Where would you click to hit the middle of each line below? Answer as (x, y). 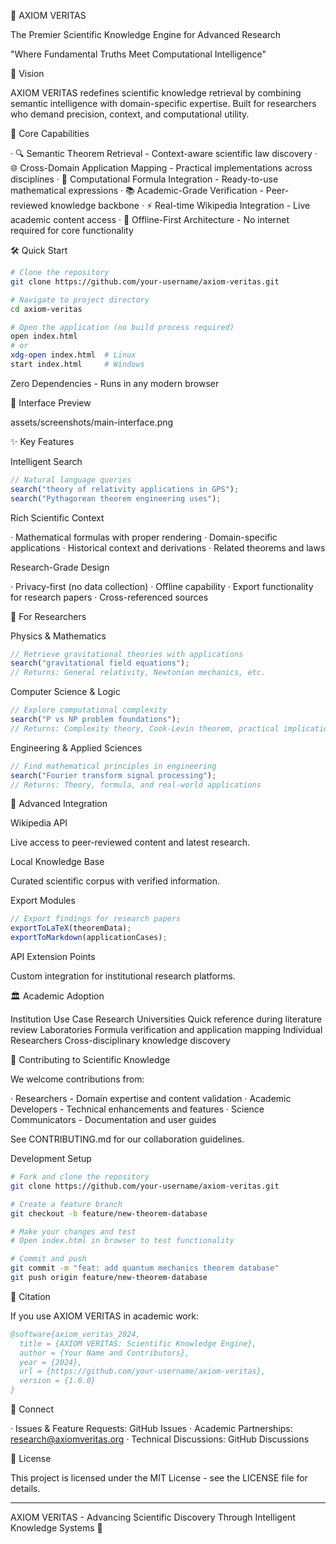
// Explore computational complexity (89, 710)
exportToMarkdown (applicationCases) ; (89, 938)
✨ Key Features (42, 441)
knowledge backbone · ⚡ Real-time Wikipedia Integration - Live (180, 205)
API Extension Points (53, 956)
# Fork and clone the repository (80, 1177)
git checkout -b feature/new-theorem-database (109, 1213)
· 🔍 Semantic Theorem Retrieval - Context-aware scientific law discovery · (164, 153)
